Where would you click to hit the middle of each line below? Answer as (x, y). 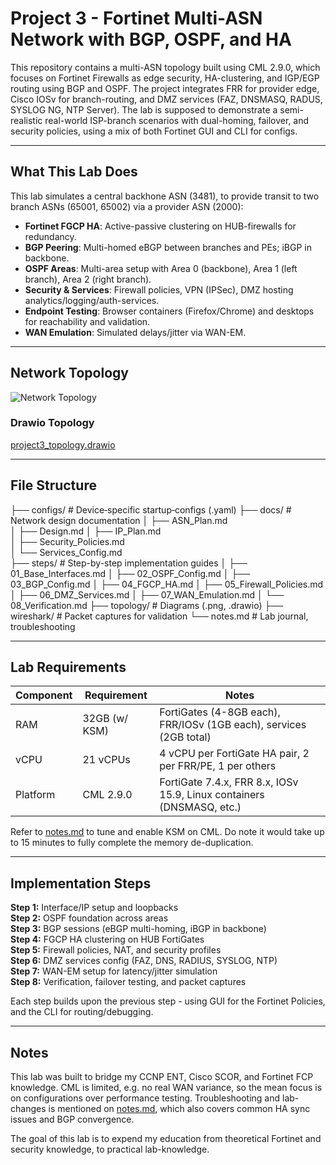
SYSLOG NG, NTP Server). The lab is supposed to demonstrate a (144, 109)
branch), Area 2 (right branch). (88, 279)
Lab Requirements (68, 667)
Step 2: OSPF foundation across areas (89, 918)
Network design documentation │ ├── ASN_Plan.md (119, 520)
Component (44, 695)
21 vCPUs (106, 760)
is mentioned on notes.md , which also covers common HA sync (179, 1109)
